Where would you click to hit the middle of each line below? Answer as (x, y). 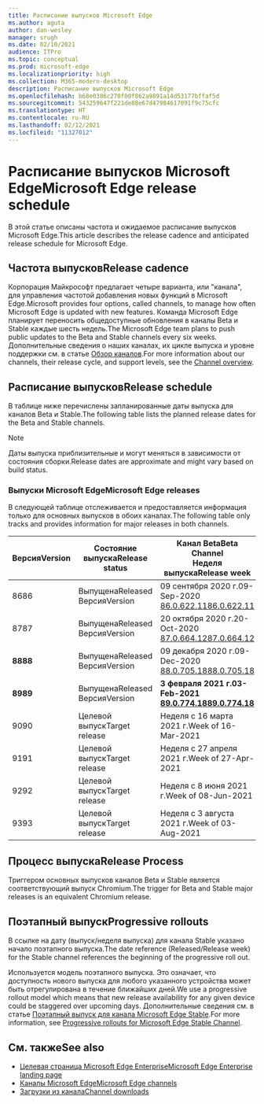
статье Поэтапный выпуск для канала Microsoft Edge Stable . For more (124, 1014)
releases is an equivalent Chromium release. (80, 897)
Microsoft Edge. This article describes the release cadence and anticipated (128, 235)
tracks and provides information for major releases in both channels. (119, 524)
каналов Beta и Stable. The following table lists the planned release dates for (132, 415)
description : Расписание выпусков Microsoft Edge (91, 89)
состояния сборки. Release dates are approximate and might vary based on (131, 462)
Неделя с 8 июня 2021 (204, 786)
